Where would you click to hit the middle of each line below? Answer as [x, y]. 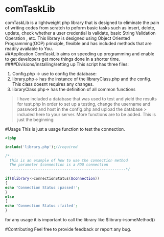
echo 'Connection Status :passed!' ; [42, 188]
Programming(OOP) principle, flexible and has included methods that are [78, 43]
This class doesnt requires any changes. [53, 84]
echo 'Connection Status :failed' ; [41, 206]
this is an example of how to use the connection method [69, 160]
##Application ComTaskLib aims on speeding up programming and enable [80, 54]
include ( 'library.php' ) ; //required [41, 147]
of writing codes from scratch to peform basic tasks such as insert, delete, [80, 27]
